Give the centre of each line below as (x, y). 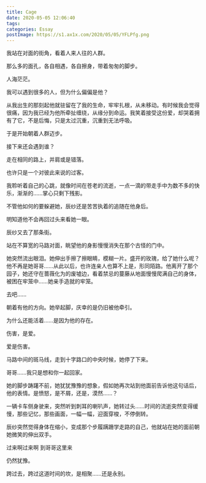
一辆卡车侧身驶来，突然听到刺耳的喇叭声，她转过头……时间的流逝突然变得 (100, 406)
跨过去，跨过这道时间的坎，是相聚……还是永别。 (67, 474)
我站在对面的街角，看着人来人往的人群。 (57, 53)
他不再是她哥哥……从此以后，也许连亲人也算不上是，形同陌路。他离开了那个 (102, 266)
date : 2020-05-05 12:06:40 (41, 18)
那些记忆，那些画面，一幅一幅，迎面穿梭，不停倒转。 (84, 414)
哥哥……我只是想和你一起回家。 (46, 373)
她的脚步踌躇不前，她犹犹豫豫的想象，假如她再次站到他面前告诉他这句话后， (103, 386)
